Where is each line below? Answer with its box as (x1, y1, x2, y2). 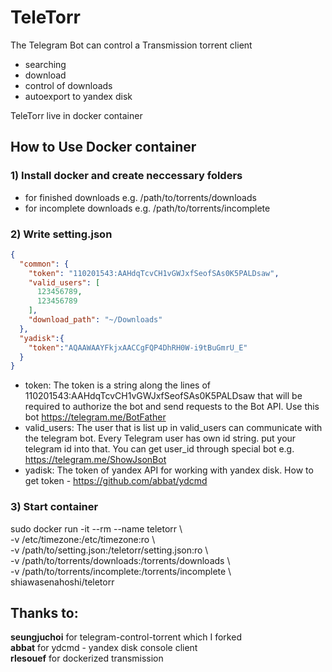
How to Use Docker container (10, 139, 197, 156)
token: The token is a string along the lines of (24, 379, 211, 391)
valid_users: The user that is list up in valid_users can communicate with (24, 422, 323, 434)
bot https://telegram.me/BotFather (24, 411, 167, 423)
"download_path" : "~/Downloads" (28, 315, 163, 325)
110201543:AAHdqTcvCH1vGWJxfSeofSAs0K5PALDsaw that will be (24, 390, 303, 402)
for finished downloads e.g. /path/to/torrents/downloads (24, 191, 257, 203)
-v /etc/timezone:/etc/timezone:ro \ (10, 533, 156, 545)
